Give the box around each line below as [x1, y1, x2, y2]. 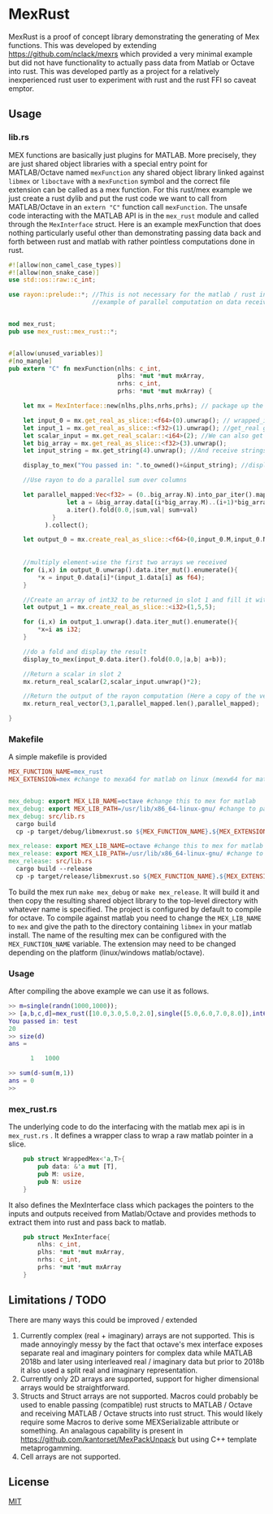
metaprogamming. [19, 1442, 82, 1452]
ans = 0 [8, 1077, 35, 1085]
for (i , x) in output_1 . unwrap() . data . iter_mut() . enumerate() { [23, 618, 238, 626]
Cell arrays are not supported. [19, 1451, 121, 1461]
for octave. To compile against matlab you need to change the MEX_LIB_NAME [8, 912, 262, 923]
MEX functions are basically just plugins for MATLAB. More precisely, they [8, 150, 258, 159]
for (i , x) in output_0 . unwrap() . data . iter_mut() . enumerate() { [23, 566, 238, 574]
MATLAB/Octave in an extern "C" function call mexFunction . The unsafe [8, 202, 248, 211]
